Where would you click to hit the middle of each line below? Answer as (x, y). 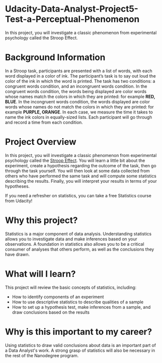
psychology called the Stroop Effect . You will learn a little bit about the (75, 160)
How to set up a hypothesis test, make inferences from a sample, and (81, 307)
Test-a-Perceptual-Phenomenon (72, 19)
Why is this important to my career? (79, 332)
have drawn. (17, 254)
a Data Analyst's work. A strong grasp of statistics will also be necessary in (80, 350)
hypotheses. (17, 186)
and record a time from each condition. (44, 122)
